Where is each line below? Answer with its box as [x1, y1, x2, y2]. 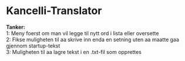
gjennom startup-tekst [6, 42, 60, 49]
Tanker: [6, 23, 25, 30]
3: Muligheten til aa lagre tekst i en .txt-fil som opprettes [6, 48, 142, 55]
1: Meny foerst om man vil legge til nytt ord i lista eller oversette [6, 29, 159, 36]
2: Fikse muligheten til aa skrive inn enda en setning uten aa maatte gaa [6, 36, 179, 43]
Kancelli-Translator [6, 4, 102, 18]
